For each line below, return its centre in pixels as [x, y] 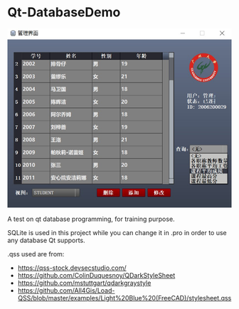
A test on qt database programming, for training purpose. [91, 219]
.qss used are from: [36, 254]
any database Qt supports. [46, 240]
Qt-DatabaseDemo [64, 12]
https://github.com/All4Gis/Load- [66, 290]
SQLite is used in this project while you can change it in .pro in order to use [117, 232]
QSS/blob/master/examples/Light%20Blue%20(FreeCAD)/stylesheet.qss [124, 298]
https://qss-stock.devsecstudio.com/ [72, 268]
